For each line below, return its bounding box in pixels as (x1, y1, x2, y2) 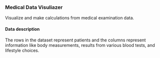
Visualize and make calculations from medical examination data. (5, 15, 135, 21)
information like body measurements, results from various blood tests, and (5, 42, 155, 48)
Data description (5, 26, 40, 32)
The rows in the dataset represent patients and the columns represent (5, 37, 146, 43)
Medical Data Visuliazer (5, 4, 63, 11)
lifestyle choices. (5, 47, 40, 53)
